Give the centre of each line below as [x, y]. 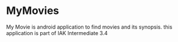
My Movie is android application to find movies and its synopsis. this [89, 27]
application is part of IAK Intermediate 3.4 [57, 33]
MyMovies [33, 11]
